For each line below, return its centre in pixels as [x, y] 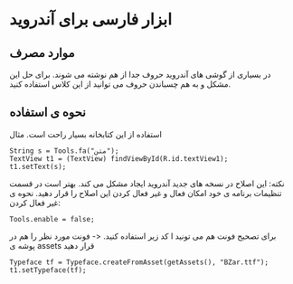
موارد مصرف [42, 53]
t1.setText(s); [38, 166]
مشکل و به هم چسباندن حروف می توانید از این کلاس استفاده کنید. [120, 84]
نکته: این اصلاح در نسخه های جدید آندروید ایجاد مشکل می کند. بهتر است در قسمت [147, 183]
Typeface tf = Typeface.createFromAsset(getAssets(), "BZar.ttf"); [139, 262]
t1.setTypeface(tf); [48, 270]
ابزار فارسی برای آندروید [91, 19]
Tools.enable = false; [52, 219]
